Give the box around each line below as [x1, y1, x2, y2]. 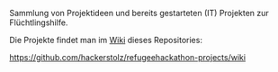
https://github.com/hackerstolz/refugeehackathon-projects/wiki [9, 52, 246, 62]
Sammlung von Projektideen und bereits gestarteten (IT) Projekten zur [9, 8, 270, 18]
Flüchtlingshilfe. [9, 17, 68, 28]
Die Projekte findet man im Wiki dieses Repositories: [9, 35, 202, 45]
